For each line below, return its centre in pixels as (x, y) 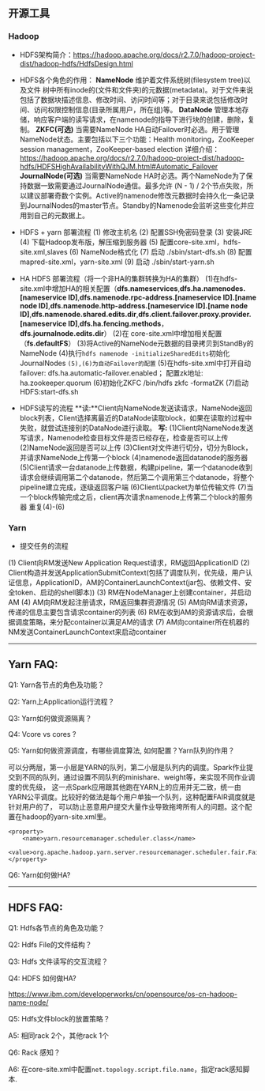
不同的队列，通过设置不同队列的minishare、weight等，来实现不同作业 (135, 777)
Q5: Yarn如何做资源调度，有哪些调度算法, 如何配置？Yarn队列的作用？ (121, 750)
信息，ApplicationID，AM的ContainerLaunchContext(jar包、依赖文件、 (130, 582)
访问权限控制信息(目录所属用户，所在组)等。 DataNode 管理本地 (138, 109)
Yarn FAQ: (33, 664)
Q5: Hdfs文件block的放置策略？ (59, 1018)
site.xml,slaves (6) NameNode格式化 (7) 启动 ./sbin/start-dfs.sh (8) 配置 (136, 251)
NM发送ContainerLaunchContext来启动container (88, 632)
